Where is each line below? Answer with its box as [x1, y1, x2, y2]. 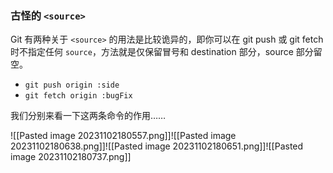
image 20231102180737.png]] [10, 151, 132, 163]
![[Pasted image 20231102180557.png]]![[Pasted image [10, 130, 237, 142]
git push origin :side [24, 80, 120, 91]
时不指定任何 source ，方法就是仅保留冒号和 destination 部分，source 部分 [10, 46, 314, 58]
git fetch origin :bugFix [24, 91, 133, 101]
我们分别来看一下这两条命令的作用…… [10, 110, 167, 122]
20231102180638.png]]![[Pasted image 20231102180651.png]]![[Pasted [10, 140, 304, 152]
